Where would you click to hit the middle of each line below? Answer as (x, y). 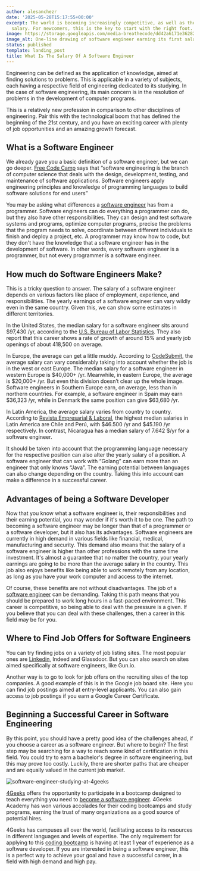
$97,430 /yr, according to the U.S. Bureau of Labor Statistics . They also (93, 332)
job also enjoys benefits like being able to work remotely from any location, (98, 570)
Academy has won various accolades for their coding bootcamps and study (99, 806)
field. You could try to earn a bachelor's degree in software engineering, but (99, 757)
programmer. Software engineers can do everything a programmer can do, (98, 211)
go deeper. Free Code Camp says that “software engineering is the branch (97, 168)
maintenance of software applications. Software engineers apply (85, 181)
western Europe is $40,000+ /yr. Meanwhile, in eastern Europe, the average (99, 375)
